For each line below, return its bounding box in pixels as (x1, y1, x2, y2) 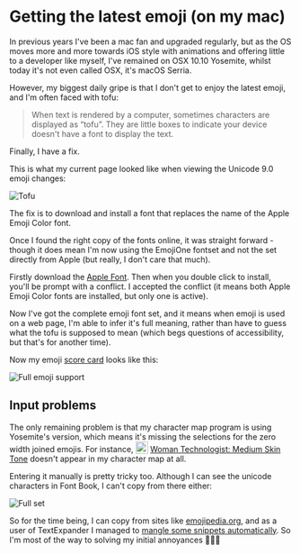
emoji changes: (9, 173, 66, 184)
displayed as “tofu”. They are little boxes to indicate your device (31, 119, 268, 130)
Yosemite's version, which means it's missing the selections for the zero (9, 431, 277, 442)
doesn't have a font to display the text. (31, 128, 174, 139)
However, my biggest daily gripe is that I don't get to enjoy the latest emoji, (9, 82, 286, 93)
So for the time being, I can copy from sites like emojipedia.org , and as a (9, 515, 278, 526)
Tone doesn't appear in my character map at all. (9, 453, 187, 464)
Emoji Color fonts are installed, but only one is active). (9, 290, 209, 301)
